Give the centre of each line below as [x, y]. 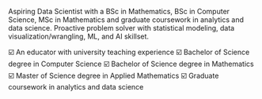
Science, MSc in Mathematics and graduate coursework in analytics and [126, 20]
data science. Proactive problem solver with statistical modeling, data [122, 28]
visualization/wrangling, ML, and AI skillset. [78, 36]
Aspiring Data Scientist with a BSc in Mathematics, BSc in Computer [119, 11]
